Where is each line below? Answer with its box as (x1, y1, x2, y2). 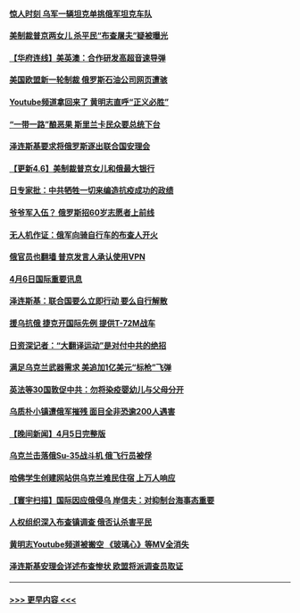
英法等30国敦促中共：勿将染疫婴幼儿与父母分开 (9, 384, 185, 395)
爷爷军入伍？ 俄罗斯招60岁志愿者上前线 (9, 206, 154, 218)
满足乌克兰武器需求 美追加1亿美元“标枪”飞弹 (9, 362, 172, 373)
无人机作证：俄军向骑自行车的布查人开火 (9, 229, 158, 240)
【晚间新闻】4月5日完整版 (9, 428, 106, 439)
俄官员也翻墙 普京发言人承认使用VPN (9, 251, 146, 263)
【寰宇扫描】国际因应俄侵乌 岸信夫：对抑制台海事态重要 (9, 494, 215, 505)
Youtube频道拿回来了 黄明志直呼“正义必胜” (9, 97, 170, 107)
